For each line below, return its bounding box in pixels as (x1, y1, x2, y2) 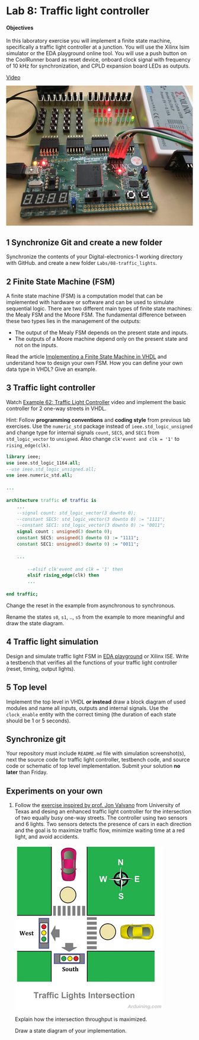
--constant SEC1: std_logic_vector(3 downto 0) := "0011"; (17, 523, 166, 529)
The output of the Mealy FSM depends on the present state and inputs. (14, 329, 188, 336)
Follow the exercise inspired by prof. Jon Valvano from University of (14, 802, 181, 809)
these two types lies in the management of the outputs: (6, 318, 141, 325)
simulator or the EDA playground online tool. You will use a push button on (6, 50, 187, 57)
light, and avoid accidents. (14, 833, 79, 840)
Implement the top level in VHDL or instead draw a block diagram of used (6, 698, 186, 705)
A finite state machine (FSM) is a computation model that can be (6, 292, 163, 300)
